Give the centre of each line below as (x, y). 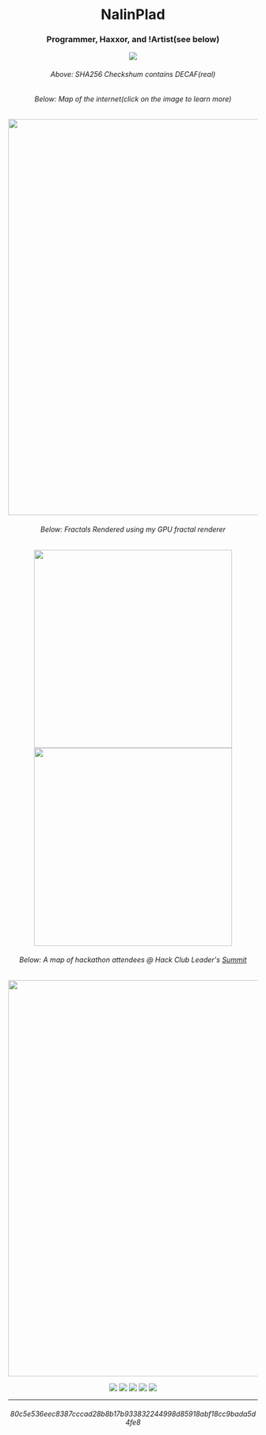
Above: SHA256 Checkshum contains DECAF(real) (133, 74)
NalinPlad (133, 15)
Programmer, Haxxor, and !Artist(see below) (133, 40)
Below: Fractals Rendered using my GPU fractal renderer (133, 529)
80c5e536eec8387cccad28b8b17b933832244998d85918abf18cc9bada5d (133, 1414)
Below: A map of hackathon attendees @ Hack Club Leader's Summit (133, 960)
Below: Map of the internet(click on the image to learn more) (133, 99)
